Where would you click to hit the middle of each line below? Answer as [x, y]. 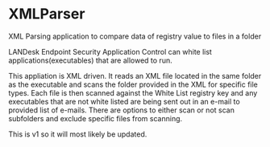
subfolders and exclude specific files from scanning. [96, 118]
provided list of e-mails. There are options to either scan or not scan [122, 110]
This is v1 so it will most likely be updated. [78, 134]
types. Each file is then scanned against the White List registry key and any [133, 92]
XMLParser [47, 14]
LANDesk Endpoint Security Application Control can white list [110, 51]
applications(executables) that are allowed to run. [90, 60]
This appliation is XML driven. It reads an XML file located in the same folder [135, 76]
